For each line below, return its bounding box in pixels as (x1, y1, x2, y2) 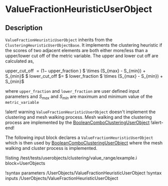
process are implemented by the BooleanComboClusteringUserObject (5, 119, 150, 125)
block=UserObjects (5, 160, 46, 166)
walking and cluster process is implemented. (5, 145, 98, 151)
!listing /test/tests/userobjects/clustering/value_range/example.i (5, 154, 137, 161)
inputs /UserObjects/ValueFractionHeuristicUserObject (5, 175, 119, 181)
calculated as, (5, 58, 34, 64)
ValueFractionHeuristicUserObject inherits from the (5, 37, 113, 43)
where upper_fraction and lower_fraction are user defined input (5, 88, 139, 94)
